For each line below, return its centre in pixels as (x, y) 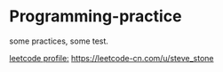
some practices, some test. (59, 41)
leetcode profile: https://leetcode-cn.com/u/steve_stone (111, 58)
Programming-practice (96, 16)
